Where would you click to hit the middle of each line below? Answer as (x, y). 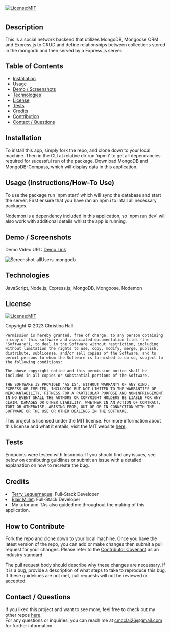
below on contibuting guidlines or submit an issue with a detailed (74, 460)
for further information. (29, 625)
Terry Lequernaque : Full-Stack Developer (55, 494)
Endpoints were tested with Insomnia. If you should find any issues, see (80, 455)
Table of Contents (34, 66)
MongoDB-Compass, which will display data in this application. (71, 167)
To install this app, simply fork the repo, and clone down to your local (78, 150)
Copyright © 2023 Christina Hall (39, 326)
